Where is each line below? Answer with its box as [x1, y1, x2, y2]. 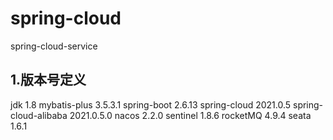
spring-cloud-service [10, 40, 98, 52]
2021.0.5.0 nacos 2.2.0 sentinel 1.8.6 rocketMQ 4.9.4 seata [69, 109, 312, 121]
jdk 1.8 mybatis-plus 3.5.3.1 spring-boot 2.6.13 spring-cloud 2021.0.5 [10, 98, 292, 111]
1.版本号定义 [10, 72, 87, 89]
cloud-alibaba [10, 109, 68, 121]
